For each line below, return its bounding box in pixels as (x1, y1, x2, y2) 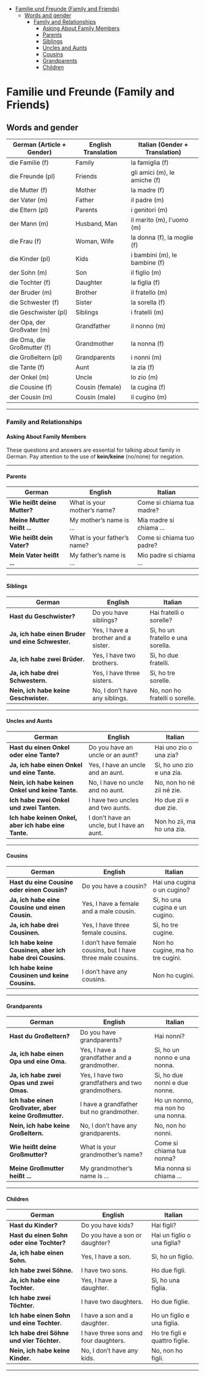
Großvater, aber (9, 1104, 57, 1112)
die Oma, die (9, 336, 46, 344)
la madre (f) (131, 186, 165, 194)
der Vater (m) (9, 196, 48, 204)
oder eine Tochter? (9, 1239, 66, 1247)
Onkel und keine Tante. (9, 785, 78, 794)
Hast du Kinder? (9, 1221, 58, 1230)
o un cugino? (153, 886, 190, 894)
